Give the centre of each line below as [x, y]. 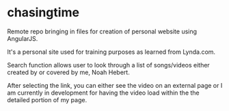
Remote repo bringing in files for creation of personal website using [102, 31]
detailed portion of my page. [47, 99]
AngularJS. [23, 38]
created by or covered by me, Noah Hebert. [68, 72]
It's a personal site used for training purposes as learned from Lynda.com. [111, 52]
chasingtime [43, 13]
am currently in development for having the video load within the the [103, 93]
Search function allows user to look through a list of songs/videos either [108, 65]
